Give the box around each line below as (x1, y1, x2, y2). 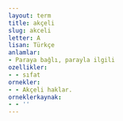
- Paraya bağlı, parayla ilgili (8, 57, 115, 64)
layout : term (8, 11, 52, 20)
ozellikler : (8, 64, 48, 72)
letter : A (8, 33, 41, 42)
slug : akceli (8, 26, 52, 34)
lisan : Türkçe (8, 41, 56, 49)
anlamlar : (8, 49, 41, 57)
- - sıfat (8, 71, 41, 79)
